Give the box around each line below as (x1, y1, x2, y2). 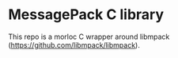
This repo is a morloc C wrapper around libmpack (8, 32, 170, 41)
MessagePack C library (8, 6, 165, 24)
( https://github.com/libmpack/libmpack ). (8, 40, 140, 49)
